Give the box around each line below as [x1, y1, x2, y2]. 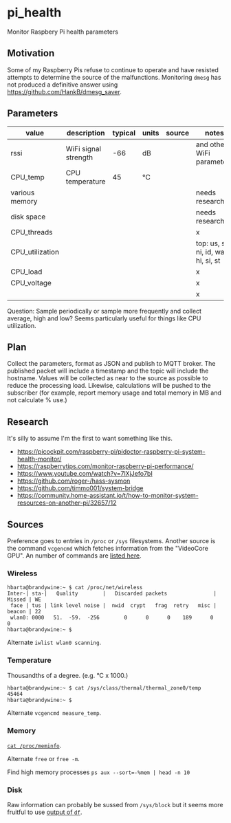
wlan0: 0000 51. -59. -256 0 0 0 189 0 [10, 614, 214, 622]
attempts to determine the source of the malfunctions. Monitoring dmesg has [7, 73, 221, 81]
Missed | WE [7, 596, 41, 603]
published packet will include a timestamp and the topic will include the [7, 366, 209, 375]
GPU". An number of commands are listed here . [7, 551, 142, 560]
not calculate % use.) [7, 396, 67, 404]
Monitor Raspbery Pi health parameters [7, 28, 119, 36]
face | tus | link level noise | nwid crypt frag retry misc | [10, 602, 217, 609]
